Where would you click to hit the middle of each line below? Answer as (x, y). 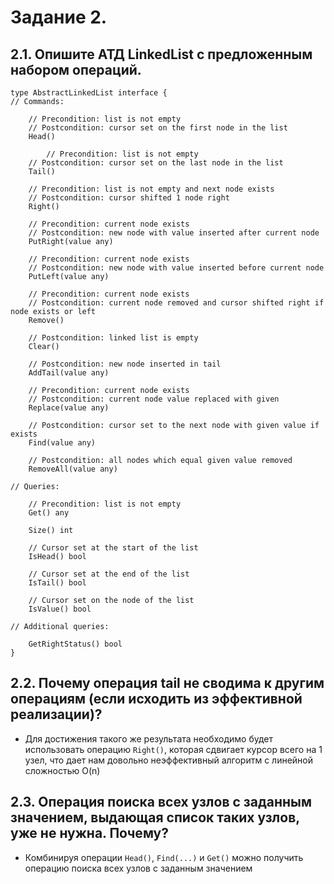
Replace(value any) (69, 408)
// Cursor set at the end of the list (109, 574)
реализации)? (56, 714)
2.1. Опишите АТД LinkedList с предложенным (161, 54)
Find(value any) (62, 443)
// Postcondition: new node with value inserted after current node (174, 233)
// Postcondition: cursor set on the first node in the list (158, 128)
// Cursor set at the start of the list (113, 548)
